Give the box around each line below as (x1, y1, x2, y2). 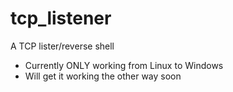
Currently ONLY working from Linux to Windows (24, 59, 224, 71)
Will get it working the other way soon (24, 70, 182, 82)
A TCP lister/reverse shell (10, 40, 115, 52)
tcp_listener (10, 7, 112, 30)
